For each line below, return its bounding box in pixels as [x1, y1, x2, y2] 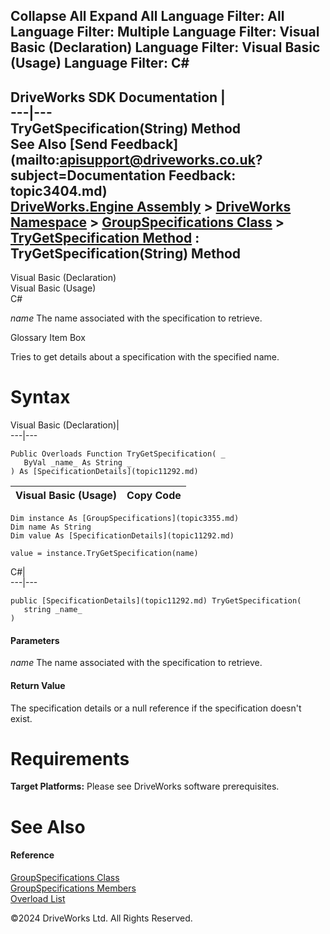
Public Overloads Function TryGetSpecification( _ [10, 449, 226, 459]
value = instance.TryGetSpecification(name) [10, 549, 199, 559]
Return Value [10, 679, 66, 691]
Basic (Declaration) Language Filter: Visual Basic [10, 39, 321, 56]
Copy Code [126, 489, 182, 503]
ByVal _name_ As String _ [23, 458, 132, 468]
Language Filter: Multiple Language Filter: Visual [10, 24, 320, 41]
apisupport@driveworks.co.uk [59, 151, 256, 168]
